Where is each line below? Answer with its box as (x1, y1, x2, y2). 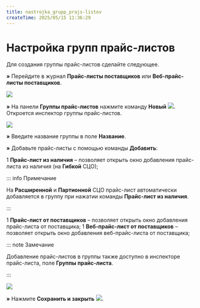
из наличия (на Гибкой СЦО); (22, 163, 98, 170)
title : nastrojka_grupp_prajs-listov (6, 9, 102, 15)
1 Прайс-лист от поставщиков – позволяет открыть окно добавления (6, 217, 188, 224)
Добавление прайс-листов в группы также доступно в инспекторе (6, 253, 181, 261)
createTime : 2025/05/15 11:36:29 (6, 15, 91, 21)
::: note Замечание (6, 241, 55, 248)
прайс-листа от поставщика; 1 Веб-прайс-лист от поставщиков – (6, 223, 178, 230)
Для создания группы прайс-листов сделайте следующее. (6, 61, 159, 68)
